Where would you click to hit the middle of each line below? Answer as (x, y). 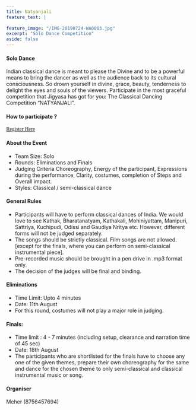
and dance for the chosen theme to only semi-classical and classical (99, 369)
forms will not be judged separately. (59, 233)
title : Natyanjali (29, 12)
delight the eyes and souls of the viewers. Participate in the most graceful (96, 90)
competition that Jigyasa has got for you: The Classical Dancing (84, 97)
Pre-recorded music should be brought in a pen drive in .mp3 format (98, 258)
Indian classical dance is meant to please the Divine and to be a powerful (96, 71)
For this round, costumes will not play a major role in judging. (89, 311)
